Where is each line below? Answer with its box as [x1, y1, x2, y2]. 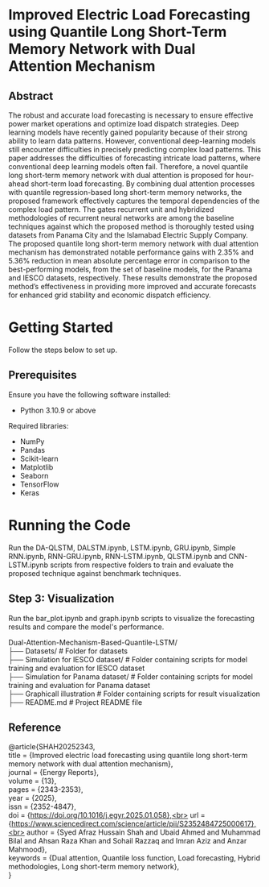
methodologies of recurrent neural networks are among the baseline [8, 213, 234, 222]
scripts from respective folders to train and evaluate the [49, 560, 234, 570]
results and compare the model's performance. [8, 622, 165, 632]
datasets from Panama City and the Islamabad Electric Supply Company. [8, 230, 249, 239]
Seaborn [19, 470, 49, 480]
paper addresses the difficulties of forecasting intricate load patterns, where [8, 153, 261, 163]
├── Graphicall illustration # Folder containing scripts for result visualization [8, 689, 261, 698]
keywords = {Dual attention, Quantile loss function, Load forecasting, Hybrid [8, 853, 261, 863]
